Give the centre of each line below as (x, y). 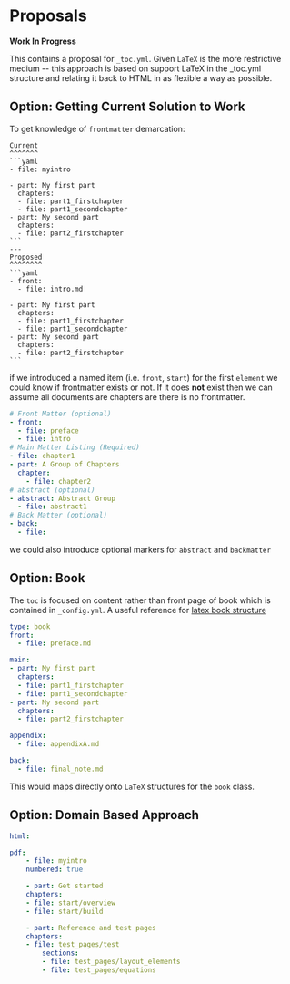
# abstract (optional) (52, 490)
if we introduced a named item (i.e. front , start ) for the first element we (144, 377)
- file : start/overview (71, 903)
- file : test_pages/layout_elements (111, 962)
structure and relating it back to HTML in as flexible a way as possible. (141, 77)
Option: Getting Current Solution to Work (127, 107)
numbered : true (55, 870)
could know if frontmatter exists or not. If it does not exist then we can (141, 387)
